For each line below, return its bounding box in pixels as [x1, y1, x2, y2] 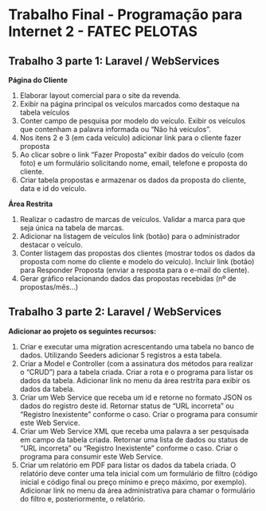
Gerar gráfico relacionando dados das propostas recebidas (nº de [19, 274, 237, 283]
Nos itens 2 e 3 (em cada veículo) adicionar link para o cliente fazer [19, 133, 241, 142]
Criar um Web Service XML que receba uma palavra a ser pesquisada [19, 426, 249, 435]
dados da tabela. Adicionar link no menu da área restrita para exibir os [19, 376, 251, 385]
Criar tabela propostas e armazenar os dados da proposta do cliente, [19, 175, 247, 185]
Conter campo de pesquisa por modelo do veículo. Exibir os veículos [19, 116, 246, 125]
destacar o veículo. [19, 240, 84, 249]
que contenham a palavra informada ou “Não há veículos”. [19, 125, 211, 134]
